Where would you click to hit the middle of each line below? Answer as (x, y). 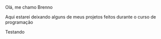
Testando (15, 32)
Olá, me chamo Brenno (29, 7)
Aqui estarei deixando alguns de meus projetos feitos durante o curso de (80, 17)
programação (19, 22)
